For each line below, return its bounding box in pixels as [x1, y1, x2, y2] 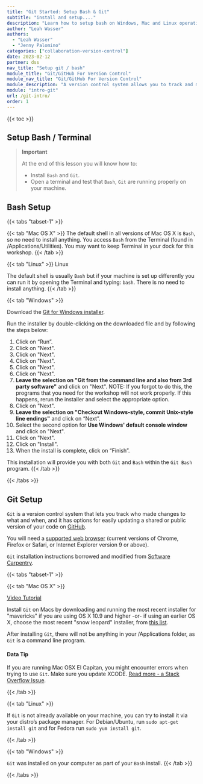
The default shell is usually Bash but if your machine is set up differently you [7, 272, 195, 280]
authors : [7, 31, 29, 37]
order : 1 [7, 98, 29, 104]
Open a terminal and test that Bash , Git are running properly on [30, 178, 187, 186]
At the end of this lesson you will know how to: [21, 160, 137, 168]
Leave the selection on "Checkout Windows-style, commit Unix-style [15, 409, 193, 416]
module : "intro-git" [7, 87, 59, 93]
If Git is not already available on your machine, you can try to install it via [7, 712, 188, 719]
